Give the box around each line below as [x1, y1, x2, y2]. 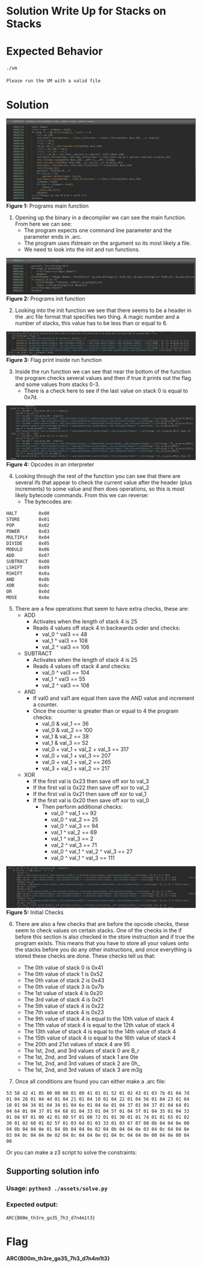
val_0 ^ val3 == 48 [41, 630, 88, 638]
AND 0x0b [6, 576, 50, 583]
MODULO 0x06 [6, 546, 50, 553]
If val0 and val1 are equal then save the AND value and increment [32, 694, 195, 702]
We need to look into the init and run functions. [23, 246, 140, 253]
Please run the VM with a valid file [6, 78, 101, 84]
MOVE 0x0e [6, 594, 50, 601]
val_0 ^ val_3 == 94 [50, 822, 99, 829]
